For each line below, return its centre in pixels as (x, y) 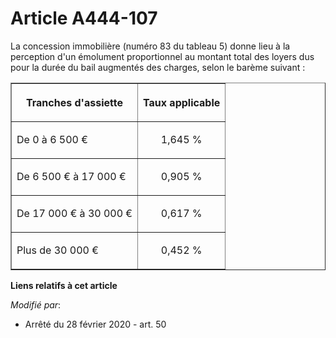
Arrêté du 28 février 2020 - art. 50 (95, 324)
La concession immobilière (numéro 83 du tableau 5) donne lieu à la (150, 46)
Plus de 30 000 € (57, 250)
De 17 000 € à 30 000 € (74, 213)
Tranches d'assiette (74, 102)
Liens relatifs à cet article (64, 285)
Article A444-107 (84, 18)
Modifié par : (36, 304)
